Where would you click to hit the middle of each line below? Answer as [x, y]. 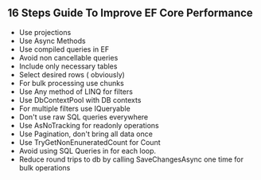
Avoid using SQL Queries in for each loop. [88, 151]
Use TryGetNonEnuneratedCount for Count [90, 142]
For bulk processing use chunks [71, 83]
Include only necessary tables [68, 66]
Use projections [45, 32]
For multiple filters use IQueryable [74, 108]
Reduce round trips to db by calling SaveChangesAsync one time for [131, 159]
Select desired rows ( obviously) [72, 74]
